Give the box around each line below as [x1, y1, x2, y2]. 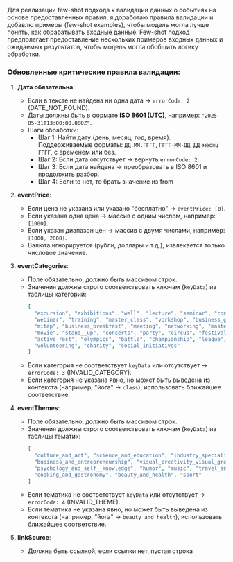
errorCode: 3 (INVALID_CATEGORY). [27, 369, 132, 377]
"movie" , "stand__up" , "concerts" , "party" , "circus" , [33, 329, 196, 336]
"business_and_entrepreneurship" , [33, 459, 134, 466]
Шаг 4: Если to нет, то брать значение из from [37, 177, 174, 186]
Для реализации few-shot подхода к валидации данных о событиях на [7, 6, 216, 14]
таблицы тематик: [27, 432, 81, 441]
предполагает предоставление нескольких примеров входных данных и [7, 35, 223, 44]
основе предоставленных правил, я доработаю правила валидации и [7, 13, 214, 21]
